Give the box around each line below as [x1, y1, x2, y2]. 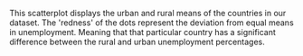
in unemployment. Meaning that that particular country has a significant [9, 27, 276, 37]
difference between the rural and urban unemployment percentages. [9, 36, 265, 47]
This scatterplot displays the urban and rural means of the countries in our [9, 8, 287, 18]
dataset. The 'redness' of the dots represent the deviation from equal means [9, 17, 294, 28]
